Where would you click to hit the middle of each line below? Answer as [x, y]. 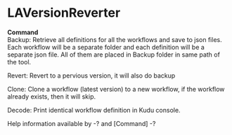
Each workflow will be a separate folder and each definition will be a [106, 47]
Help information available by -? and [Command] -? [82, 123]
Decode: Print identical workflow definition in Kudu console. [94, 110]
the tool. [19, 62]
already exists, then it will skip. [52, 97]
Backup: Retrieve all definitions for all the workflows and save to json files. [115, 39]
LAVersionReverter [64, 13]
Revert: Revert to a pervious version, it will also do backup [91, 76]
